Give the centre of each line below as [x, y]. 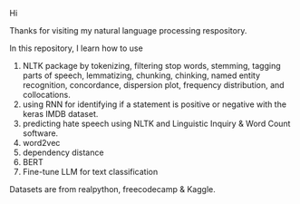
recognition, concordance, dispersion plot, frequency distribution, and [153, 85]
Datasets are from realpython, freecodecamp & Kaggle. [112, 189]
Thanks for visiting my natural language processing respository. [128, 30]
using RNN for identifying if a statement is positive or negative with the [155, 104]
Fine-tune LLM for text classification [90, 172]
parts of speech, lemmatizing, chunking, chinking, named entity [141, 75]
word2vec [41, 143]
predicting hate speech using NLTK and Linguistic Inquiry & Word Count [156, 123]
